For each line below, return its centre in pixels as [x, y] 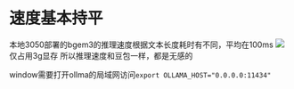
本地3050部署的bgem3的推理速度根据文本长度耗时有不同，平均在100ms [141, 44]
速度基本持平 [57, 18]
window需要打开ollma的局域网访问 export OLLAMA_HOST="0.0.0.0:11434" [140, 74]
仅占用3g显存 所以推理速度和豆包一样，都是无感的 [101, 55]
